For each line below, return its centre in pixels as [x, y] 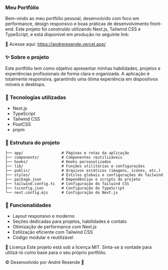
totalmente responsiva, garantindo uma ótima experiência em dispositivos [82, 79]
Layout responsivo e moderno [44, 216]
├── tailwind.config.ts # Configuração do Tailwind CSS [67, 184]
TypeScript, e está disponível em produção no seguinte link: [67, 35]
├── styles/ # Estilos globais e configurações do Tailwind [84, 175]
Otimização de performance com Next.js [55, 227]
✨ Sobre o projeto [27, 57]
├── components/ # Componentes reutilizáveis [64, 157]
